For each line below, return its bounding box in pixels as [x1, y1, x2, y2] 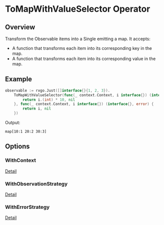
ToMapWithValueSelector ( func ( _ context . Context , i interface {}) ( [14, 92, 152, 97]
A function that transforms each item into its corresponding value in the [12, 56, 156, 62]
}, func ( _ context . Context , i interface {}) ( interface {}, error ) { [14, 102, 154, 107]
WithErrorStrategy [5, 203, 50, 210]
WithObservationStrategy [5, 180, 68, 187]
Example [5, 75, 32, 84]
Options [5, 142, 30, 151]
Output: [5, 120, 20, 126]
